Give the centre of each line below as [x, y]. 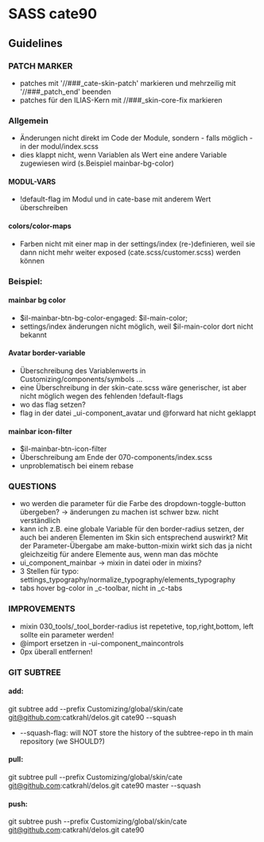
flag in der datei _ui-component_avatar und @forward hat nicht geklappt [138, 413]
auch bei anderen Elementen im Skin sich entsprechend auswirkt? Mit [134, 537]
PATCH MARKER [41, 66]
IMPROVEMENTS [42, 609]
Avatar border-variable [47, 353]
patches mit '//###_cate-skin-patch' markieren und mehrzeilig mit [128, 83]
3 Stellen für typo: [49, 571]
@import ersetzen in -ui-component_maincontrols [102, 643]
